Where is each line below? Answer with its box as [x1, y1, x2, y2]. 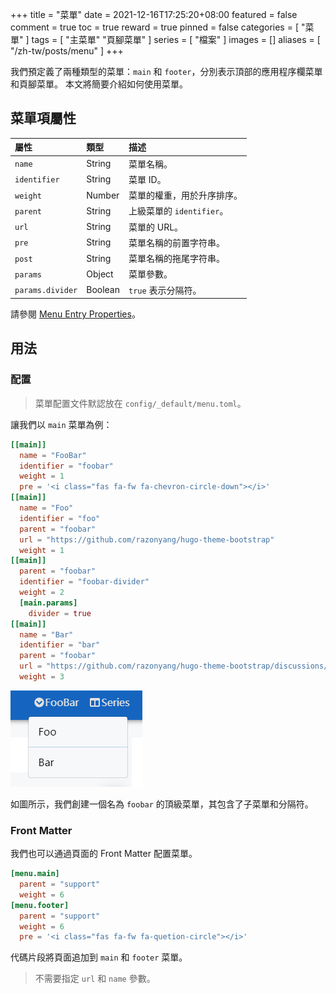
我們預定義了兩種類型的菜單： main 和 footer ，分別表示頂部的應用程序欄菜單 [10, 66, 323, 77]
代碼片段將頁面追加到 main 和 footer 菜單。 [10, 951, 188, 963]
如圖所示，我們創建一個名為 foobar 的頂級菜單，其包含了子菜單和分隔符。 [10, 798, 314, 810]
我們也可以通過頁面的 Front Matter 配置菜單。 [10, 848, 198, 860]
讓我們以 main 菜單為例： [10, 418, 113, 430]
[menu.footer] [10, 900, 70, 910]
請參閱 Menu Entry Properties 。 [10, 308, 141, 320]
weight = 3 [19, 672, 65, 682]
